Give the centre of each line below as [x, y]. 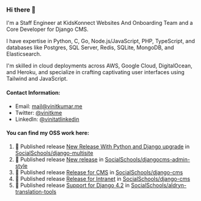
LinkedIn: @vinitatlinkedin [47, 119]
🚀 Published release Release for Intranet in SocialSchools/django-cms [102, 179]
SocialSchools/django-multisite [54, 153]
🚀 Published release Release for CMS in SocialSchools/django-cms [99, 172]
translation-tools [36, 191]
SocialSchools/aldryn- [159, 185]
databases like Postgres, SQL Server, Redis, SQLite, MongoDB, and [90, 47]
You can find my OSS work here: [48, 133]
